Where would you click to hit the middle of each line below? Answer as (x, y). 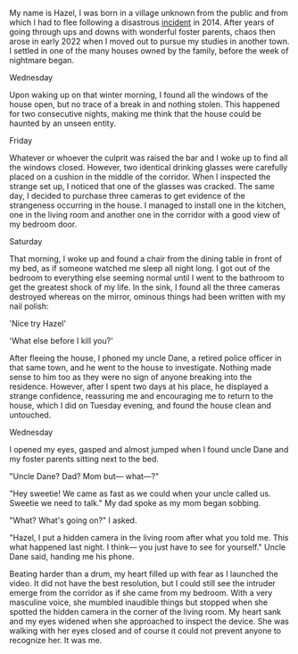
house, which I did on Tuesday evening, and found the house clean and (141, 406)
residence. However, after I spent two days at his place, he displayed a (139, 386)
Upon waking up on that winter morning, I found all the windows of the (139, 95)
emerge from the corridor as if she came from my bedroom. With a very (141, 593)
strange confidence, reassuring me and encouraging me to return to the (141, 396)
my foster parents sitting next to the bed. (84, 459)
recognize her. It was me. (56, 640)
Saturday (26, 241)
